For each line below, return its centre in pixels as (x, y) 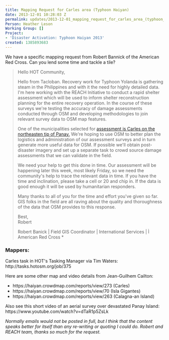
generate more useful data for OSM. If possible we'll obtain (78, 145)
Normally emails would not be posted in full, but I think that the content (79, 321)
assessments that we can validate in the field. (65, 155)
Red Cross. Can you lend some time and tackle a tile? (60, 62)
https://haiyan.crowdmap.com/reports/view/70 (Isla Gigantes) (76, 291)
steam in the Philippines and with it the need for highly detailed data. (89, 87)
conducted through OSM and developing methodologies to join (83, 114)
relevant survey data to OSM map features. (62, 119)
